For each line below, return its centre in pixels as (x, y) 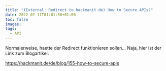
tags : (11, 29)
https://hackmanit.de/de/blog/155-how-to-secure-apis (62, 63)
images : (13, 24)
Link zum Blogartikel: (27, 53)
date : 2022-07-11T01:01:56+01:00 (41, 15)
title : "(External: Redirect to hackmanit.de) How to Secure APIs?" (79, 10)
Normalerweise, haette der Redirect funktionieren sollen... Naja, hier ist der (83, 48)
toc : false (17, 19)
